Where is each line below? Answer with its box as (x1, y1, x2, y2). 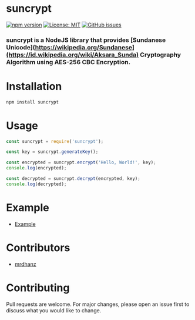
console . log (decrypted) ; (6, 181, 67, 187)
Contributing (6, 281, 70, 294)
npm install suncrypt (6, 99, 59, 105)
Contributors (6, 241, 70, 254)
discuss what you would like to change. (6, 306, 102, 314)
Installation (6, 80, 62, 93)
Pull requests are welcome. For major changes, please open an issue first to (6, 301, 190, 308)
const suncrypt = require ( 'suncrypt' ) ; (6, 138, 104, 144)
